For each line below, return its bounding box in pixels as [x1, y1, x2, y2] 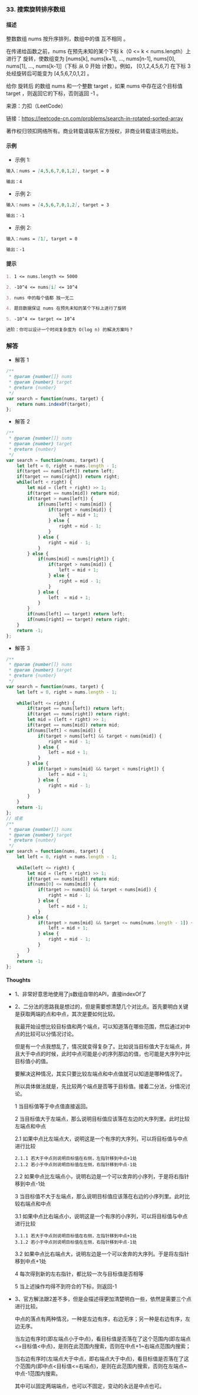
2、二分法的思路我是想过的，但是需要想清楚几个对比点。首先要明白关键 [14, 1003, 189, 1010]
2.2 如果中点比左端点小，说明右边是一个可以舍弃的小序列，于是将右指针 [14, 1172, 190, 1179]
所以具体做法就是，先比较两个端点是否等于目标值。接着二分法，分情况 [14, 1083, 186, 1090]
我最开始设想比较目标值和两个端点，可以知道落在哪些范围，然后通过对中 [14, 1023, 190, 1030]
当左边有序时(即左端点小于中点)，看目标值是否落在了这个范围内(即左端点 [14, 1335, 192, 1342]
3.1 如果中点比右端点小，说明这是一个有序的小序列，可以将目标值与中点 [14, 1213, 188, 1220]
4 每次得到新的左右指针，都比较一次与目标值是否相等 [14, 1270, 144, 1277]
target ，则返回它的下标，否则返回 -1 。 [6, 90, 102, 97]
